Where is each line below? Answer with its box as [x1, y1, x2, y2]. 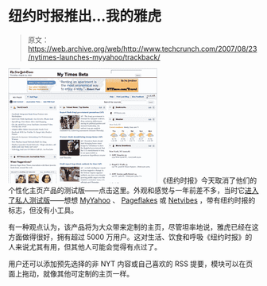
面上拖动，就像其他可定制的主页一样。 [8, 269, 133, 278]
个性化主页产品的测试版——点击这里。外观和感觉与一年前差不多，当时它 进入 [8, 185, 259, 195]
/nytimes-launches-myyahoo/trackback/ [27, 52, 161, 62]
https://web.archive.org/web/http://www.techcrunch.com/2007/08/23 [27, 44, 257, 53]
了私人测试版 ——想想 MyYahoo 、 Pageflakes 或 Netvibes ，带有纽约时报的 [8, 195, 256, 205]
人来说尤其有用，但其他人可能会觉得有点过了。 [8, 242, 161, 251]
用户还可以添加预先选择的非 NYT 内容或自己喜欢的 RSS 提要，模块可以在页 [8, 259, 253, 269]
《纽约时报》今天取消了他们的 [158, 176, 257, 185]
